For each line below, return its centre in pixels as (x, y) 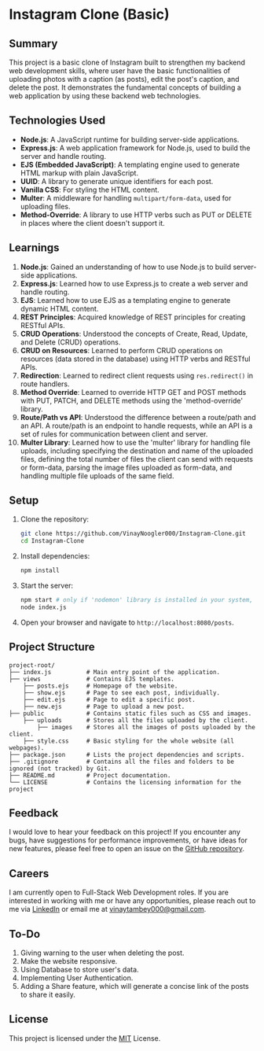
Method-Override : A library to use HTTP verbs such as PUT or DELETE (136, 215)
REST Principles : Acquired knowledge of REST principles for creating (133, 317)
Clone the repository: (55, 519)
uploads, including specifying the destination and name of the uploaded (137, 451)
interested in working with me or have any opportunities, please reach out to (132, 901)
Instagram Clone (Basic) (89, 15)
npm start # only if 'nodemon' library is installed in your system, (137, 600)
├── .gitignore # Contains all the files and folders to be (122, 762)
